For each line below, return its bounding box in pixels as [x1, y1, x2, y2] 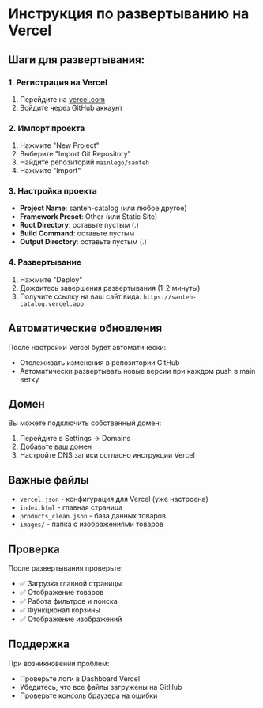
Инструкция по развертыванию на [8, 5, 250, 23]
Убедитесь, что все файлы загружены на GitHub [19, 682, 182, 691]
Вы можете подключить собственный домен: [8, 418, 162, 427]
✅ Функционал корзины [19, 605, 100, 615]
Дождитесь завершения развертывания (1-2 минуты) [19, 283, 201, 292]
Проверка [8, 542, 61, 555]
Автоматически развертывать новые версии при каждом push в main [19, 366, 256, 375]
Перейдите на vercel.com [19, 94, 105, 104]
